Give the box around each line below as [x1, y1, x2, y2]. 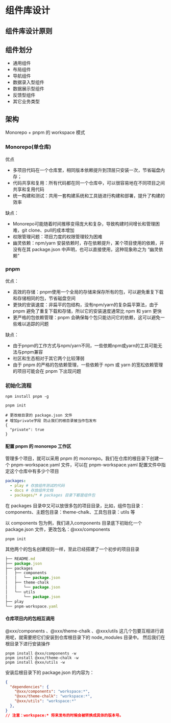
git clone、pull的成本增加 [21, 227, 75, 233]
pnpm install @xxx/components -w [5, 650, 77, 656]
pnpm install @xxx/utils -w [5, 660, 65, 665]
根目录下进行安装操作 [5, 640, 50, 647]
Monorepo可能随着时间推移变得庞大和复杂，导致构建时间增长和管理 [12, 220, 156, 227]
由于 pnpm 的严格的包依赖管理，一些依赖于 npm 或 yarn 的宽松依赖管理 [12, 361, 163, 368]
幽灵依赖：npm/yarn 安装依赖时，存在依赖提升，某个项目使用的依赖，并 [12, 240, 164, 246]
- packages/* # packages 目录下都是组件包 [10, 492, 95, 498]
